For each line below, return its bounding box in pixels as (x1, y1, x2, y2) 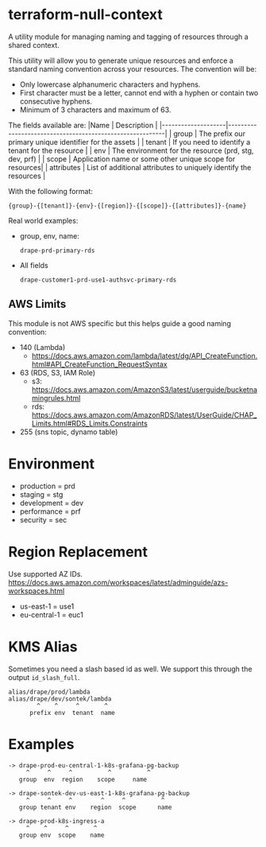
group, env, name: (19, 231, 79, 240)
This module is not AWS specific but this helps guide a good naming (8, 318, 232, 328)
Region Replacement (8, 542, 148, 561)
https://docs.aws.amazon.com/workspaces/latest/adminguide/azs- (8, 577, 229, 587)
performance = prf (19, 507, 81, 516)
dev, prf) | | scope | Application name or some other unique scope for (8, 153, 236, 164)
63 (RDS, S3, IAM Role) (19, 367, 96, 377)
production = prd (19, 481, 75, 491)
